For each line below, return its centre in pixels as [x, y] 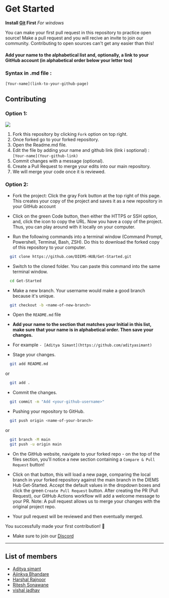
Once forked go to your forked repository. [56, 139]
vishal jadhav [26, 590]
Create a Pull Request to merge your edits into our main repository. [81, 166]
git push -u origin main [36, 444]
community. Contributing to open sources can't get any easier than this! [80, 43]
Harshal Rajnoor [29, 579]
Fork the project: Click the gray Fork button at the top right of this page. [87, 195]
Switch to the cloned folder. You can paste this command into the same [86, 266]
